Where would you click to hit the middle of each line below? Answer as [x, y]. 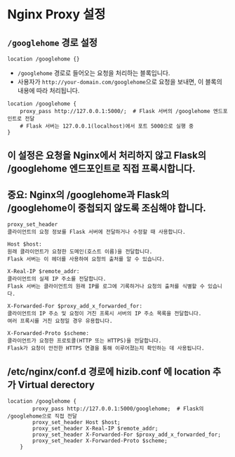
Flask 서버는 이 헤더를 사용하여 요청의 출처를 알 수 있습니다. [86, 259]
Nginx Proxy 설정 [56, 14]
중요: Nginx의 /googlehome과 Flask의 [88, 195]
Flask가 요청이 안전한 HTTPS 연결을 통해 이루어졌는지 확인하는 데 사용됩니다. [106, 348]
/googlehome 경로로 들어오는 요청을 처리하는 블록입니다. [94, 73]
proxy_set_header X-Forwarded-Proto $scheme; [100, 441]
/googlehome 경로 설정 [53, 42]
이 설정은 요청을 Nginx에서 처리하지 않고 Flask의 [107, 155]
